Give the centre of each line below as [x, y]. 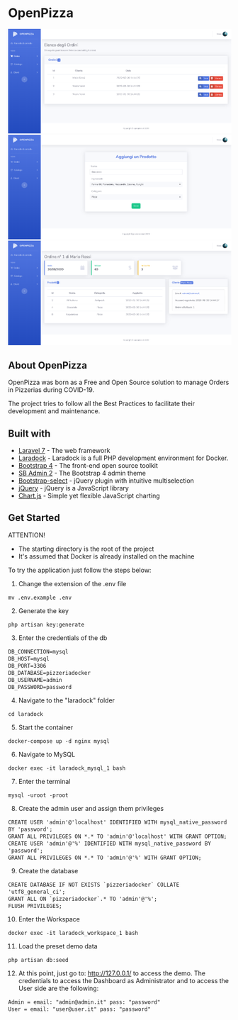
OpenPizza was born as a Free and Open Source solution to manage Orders [119, 382]
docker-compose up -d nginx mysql [59, 741]
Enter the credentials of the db [63, 638]
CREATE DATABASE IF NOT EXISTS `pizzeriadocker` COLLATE [94, 885]
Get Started [34, 518]
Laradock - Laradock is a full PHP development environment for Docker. [123, 458]
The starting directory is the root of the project [86, 549]
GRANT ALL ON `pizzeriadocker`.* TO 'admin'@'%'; [83, 899]
